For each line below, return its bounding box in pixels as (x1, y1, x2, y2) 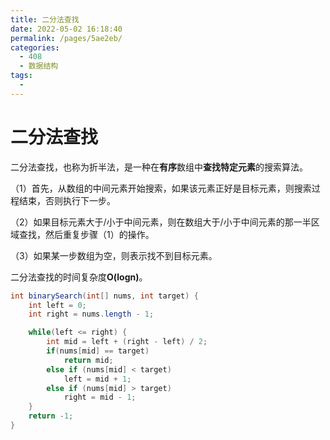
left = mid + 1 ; (63, 374, 132, 384)
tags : (10, 71, 33, 81)
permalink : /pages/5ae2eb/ (10, 33, 123, 43)
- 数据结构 (19, 61, 59, 71)
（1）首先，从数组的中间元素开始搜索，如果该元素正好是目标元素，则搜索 (10, 182, 312, 194)
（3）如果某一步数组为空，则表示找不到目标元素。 (10, 249, 218, 261)
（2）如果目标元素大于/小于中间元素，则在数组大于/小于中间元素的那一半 (10, 216, 312, 228)
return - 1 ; (28, 411, 74, 421)
